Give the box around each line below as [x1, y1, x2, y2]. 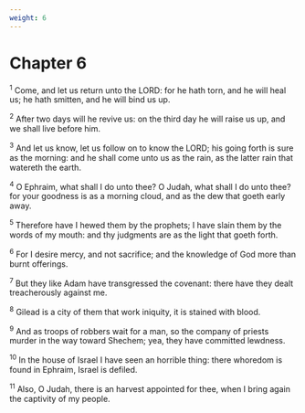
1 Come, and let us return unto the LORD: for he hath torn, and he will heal [9, 83, 287, 96]
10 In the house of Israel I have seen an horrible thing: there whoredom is [9, 353, 283, 365]
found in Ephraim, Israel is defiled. [9, 365, 138, 376]
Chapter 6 [9, 52, 87, 73]
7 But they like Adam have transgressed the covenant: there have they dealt [9, 276, 294, 289]
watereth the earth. [9, 162, 82, 173]
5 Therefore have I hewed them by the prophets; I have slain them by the [9, 218, 282, 230]
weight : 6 [9, 13, 47, 23]
